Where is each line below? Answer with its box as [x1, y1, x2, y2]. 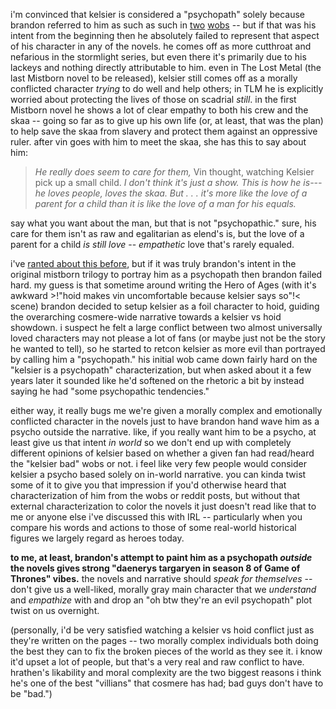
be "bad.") [10, 688, 53, 699]
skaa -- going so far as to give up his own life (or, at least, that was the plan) [10, 115, 324, 126]
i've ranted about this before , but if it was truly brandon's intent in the [10, 258, 297, 269]
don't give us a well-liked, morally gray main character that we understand [10, 584, 317, 595]
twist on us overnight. [10, 605, 100, 616]
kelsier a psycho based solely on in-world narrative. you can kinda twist [10, 469, 307, 480]
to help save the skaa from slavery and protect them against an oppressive [10, 125, 318, 137]
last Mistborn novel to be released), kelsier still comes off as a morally [10, 72, 298, 84]
